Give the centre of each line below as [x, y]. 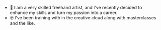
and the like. [22, 23]
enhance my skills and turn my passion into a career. [64, 13]
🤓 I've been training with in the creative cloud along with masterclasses [83, 18]
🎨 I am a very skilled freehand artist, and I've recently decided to [76, 7]
